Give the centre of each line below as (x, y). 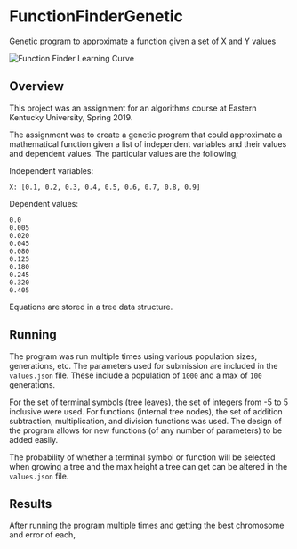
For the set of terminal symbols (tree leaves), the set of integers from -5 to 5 (149, 402)
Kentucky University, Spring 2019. (71, 117)
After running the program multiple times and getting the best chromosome (147, 525)
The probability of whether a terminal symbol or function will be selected (142, 457)
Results (31, 504)
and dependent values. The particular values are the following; (124, 153)
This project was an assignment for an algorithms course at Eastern (133, 108)
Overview (37, 86)
